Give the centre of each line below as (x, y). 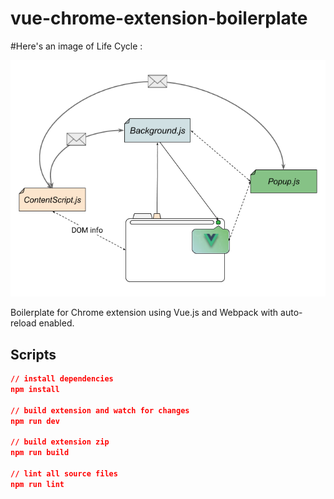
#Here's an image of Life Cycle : (76, 46)
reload (23, 323)
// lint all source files (64, 474)
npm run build (40, 453)
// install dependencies (62, 379)
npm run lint (37, 484)
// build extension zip (60, 442)
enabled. (56, 323)
